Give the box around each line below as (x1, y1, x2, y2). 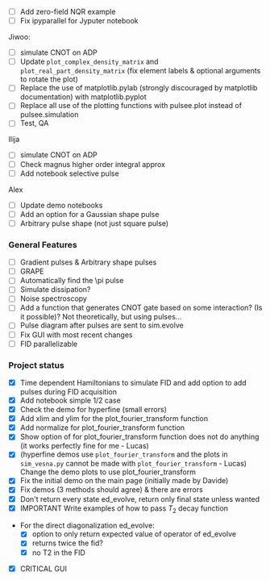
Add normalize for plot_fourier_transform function (19, 423, 185, 432)
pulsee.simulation (19, 110, 79, 119)
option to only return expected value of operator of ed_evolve (31, 529, 236, 539)
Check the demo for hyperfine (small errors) (19, 405, 168, 415)
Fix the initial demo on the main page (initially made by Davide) (19, 476, 229, 486)
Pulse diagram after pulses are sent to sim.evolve (19, 320, 184, 330)
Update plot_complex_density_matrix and (19, 56, 159, 67)
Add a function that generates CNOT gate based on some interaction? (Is (19, 303, 263, 313)
